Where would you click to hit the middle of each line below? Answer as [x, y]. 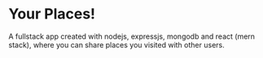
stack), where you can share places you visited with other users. [117, 44]
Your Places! [52, 14]
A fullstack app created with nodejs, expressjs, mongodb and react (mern [131, 36]
